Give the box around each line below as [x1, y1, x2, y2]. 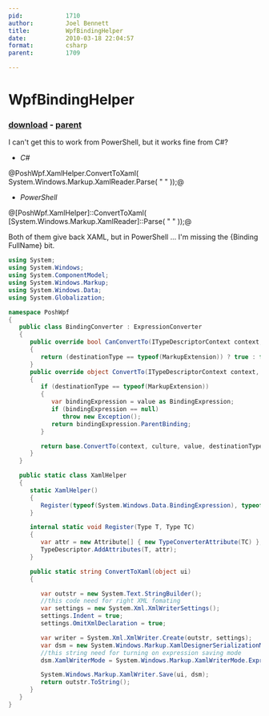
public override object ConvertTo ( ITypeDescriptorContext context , [29, 368, 260, 376]
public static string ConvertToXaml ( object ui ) [29, 568, 192, 576]
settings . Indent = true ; [40, 612, 124, 620]
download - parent [8, 120, 82, 131]
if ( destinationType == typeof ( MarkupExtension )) [40, 383, 210, 391]
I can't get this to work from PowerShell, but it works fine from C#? [8, 137, 229, 147]
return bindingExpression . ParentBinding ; [50, 420, 192, 428]
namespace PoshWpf [8, 308, 70, 316]
